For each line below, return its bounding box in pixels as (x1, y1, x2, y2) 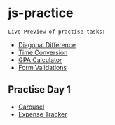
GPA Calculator (18, 55, 62, 64)
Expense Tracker (18, 109, 67, 118)
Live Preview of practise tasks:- (8, 28, 109, 35)
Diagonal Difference (18, 40, 76, 49)
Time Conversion (18, 48, 68, 56)
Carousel (18, 102, 45, 111)
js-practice (8, 5, 74, 21)
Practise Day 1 (8, 83, 71, 96)
